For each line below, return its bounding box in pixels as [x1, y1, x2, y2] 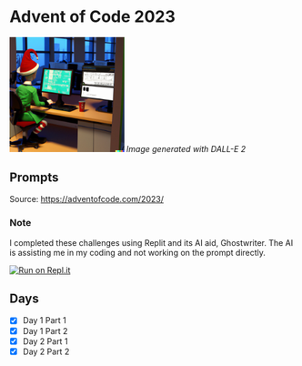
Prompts [9, 169, 59, 185]
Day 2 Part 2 [22, 346, 70, 357]
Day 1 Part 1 [22, 315, 66, 326]
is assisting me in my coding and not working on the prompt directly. [9, 247, 267, 258]
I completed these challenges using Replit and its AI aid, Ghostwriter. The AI [9, 237, 294, 248]
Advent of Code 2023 [9, 6, 176, 27]
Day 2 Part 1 [22, 335, 68, 347]
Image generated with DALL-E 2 [126, 143, 247, 154]
